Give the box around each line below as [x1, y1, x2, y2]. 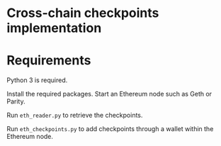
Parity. [6, 97, 25, 106]
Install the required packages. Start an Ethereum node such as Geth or [6, 90, 212, 99]
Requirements [6, 52, 91, 69]
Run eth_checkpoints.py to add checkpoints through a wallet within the [6, 125, 214, 133]
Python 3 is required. [6, 76, 68, 84]
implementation [6, 20, 102, 36]
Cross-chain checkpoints [6, 5, 159, 21]
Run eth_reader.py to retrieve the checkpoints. [6, 111, 143, 120]
